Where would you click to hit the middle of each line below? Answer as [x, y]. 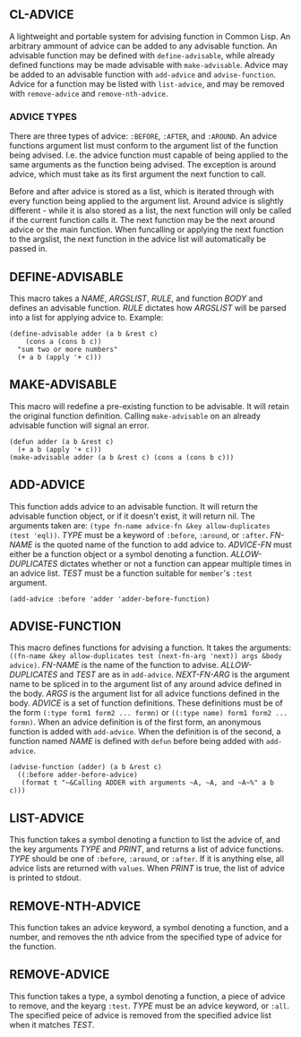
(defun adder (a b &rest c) [62, 441]
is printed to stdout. [45, 878]
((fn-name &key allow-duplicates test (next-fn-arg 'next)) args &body [146, 656]
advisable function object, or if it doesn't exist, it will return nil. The [132, 516]
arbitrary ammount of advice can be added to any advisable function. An [143, 46]
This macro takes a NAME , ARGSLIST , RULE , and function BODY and [136, 298]
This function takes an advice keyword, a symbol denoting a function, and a [149, 927]
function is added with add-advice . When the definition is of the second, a [145, 732]
